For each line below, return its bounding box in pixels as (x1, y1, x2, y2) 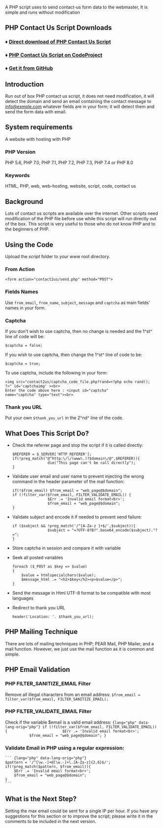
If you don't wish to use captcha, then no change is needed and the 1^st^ (5, 328, 153, 334)
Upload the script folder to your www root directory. (5, 254, 110, 259)
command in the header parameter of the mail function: (12, 479, 124, 484)
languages (12, 596, 34, 601)
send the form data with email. (5, 108, 67, 115)
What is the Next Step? (5, 795, 77, 803)
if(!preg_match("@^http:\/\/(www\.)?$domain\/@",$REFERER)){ (12, 456, 140, 461)
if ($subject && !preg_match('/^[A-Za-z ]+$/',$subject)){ (12, 524, 136, 529)
